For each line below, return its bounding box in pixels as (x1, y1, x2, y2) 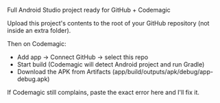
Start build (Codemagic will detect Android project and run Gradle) (16, 60, 205, 68)
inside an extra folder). (7, 27, 71, 34)
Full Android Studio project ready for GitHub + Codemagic (7, 6, 171, 14)
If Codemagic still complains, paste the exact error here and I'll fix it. (7, 89, 200, 96)
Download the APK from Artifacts (16, 68, 111, 76)
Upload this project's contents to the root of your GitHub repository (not (7, 19, 210, 27)
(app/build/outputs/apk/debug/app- (112, 68, 214, 76)
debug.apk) (16, 75, 50, 83)
